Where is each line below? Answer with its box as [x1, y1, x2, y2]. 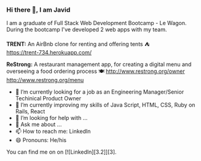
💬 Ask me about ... [15, 121, 62, 128]
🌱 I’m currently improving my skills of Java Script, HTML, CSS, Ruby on [15, 101, 195, 109]
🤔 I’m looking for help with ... [15, 114, 88, 122]
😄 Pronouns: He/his [15, 137, 66, 144]
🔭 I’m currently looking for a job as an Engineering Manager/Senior [15, 88, 184, 95]
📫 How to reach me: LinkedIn [15, 128, 91, 135]
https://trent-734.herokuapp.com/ [6, 49, 92, 56]
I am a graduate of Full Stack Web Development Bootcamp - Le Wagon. [6, 20, 187, 27]
